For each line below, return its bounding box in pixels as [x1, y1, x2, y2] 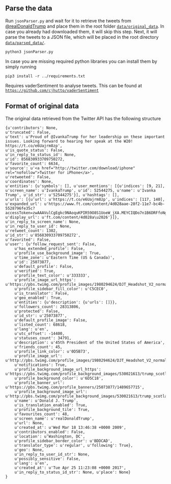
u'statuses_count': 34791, [14, 335, 72, 340]
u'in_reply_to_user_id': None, [5, 223, 72, 229]
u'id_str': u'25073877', [14, 313, 67, 318]
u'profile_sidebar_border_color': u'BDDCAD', [14, 438, 113, 444]
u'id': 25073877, [14, 259, 51, 265]
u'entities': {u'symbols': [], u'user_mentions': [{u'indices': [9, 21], [5, 183, 165, 189]
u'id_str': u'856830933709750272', [5, 233, 81, 238]
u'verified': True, [14, 268, 56, 273]
